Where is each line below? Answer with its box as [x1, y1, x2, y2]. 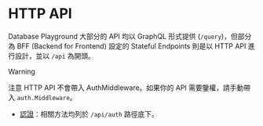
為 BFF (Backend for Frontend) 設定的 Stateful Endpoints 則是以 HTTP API [8, 41, 247, 51]
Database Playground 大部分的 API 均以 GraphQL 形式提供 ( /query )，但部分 [8, 31, 252, 41]
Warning [8, 67, 35, 76]
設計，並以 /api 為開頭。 [14, 51, 96, 60]
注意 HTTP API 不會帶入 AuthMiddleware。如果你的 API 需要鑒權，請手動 [8, 83, 244, 92]
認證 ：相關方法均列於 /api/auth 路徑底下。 [19, 109, 159, 118]
